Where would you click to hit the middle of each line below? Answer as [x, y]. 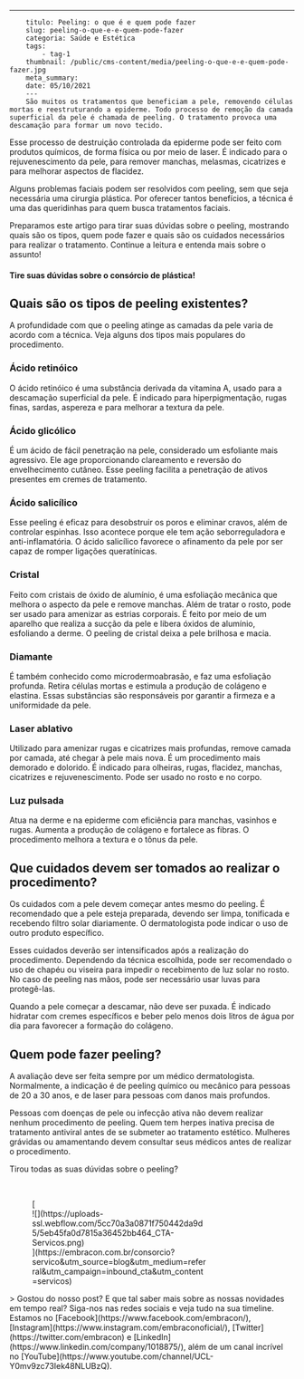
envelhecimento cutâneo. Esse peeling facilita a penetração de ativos [139, 469]
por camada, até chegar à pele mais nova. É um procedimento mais [135, 758]
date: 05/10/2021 [58, 86]
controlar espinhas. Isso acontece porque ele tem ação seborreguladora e [147, 532]
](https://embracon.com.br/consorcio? [104, 1252]
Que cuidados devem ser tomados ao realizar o [145, 868]
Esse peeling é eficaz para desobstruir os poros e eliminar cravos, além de [148, 523]
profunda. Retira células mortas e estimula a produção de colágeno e [138, 686]
